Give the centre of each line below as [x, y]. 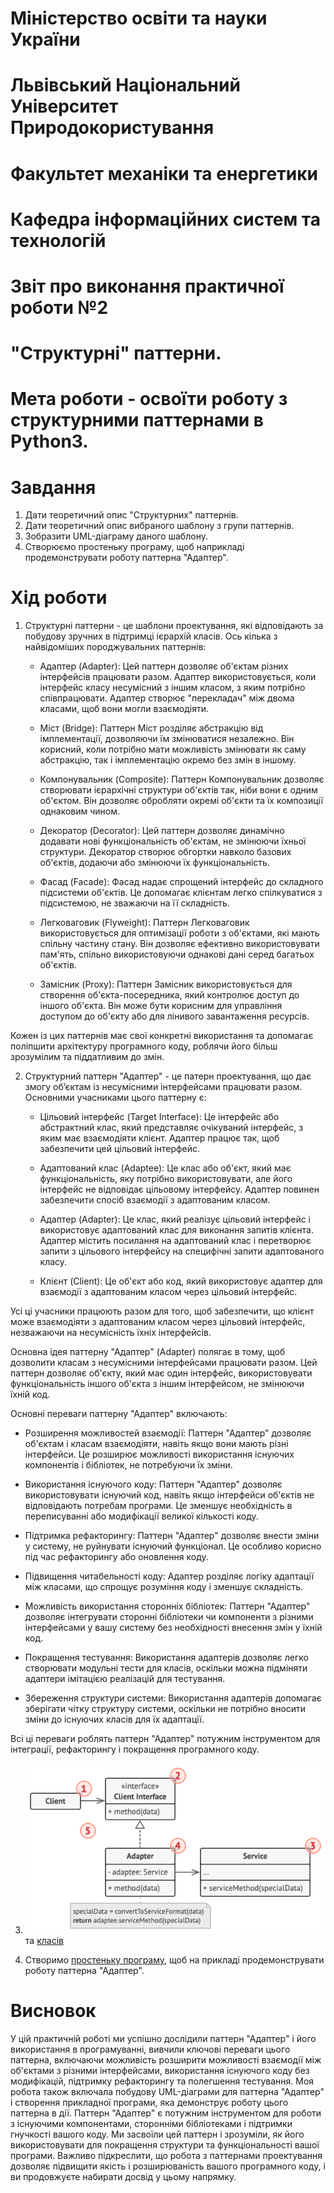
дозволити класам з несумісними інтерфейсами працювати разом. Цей [164, 1363]
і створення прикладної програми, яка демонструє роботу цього [149, 2103]
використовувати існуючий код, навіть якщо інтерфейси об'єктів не [169, 1495]
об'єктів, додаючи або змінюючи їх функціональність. [154, 863]
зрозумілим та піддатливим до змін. [87, 1057]
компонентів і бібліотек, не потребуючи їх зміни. [128, 1465]
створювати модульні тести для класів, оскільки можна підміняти [166, 1668]
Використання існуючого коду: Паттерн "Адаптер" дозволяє [153, 1484]
